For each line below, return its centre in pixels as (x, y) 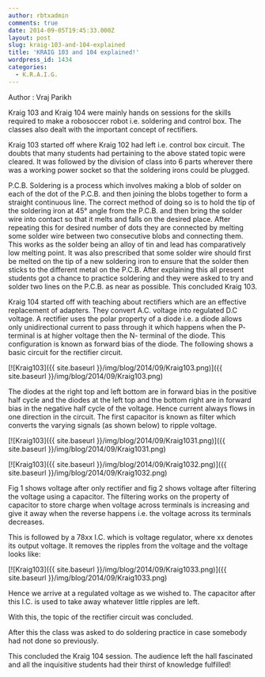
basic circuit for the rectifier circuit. (66, 352)
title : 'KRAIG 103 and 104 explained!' (74, 52)
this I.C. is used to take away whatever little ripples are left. (104, 601)
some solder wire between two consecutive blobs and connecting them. (126, 235)
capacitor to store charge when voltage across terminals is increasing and (129, 505)
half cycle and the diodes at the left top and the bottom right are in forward (130, 400)
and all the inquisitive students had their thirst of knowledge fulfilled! (120, 664)
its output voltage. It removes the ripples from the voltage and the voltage (128, 545)
